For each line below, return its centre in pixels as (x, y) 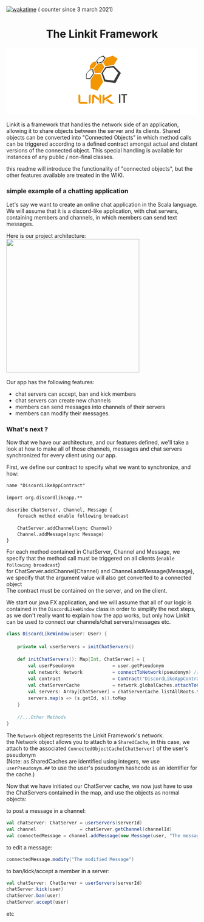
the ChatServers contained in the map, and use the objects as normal (93, 793)
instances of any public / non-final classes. (60, 157)
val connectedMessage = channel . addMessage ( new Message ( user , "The (93, 835)
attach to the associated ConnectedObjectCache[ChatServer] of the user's (97, 749)
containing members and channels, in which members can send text (92, 217)
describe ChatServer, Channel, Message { (59, 510)
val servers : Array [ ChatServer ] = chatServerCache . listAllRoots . (113, 691)
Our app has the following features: (50, 382)
